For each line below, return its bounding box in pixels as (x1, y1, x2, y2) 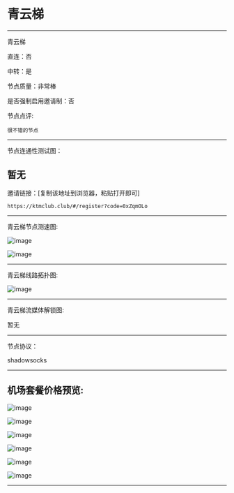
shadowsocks (7, 355, 47, 364)
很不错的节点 (7, 126, 39, 133)
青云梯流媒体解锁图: (7, 305, 65, 314)
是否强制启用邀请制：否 (7, 96, 75, 105)
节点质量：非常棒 (7, 82, 56, 90)
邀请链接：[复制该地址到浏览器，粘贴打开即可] (7, 189, 141, 197)
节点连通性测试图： (7, 146, 63, 154)
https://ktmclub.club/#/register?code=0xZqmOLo (7, 203, 148, 209)
